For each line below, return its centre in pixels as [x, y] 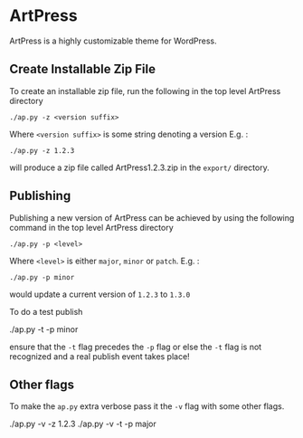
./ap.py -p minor [42, 277]
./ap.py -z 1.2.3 [42, 150]
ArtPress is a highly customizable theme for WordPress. [113, 41]
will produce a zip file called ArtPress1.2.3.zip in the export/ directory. [139, 167]
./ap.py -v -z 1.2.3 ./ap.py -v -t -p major [83, 424]
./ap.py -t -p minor [44, 329]
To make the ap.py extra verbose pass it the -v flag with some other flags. [147, 406]
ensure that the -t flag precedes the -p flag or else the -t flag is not [136, 347]
